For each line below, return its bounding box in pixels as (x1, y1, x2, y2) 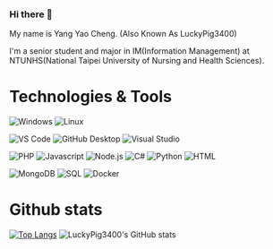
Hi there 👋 (9, 8, 54, 21)
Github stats (9, 200, 103, 220)
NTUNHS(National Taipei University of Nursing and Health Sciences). (9, 56, 265, 66)
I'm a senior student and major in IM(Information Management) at (9, 46, 250, 56)
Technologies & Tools (9, 87, 173, 107)
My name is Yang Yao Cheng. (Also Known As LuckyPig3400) (9, 29, 237, 39)
